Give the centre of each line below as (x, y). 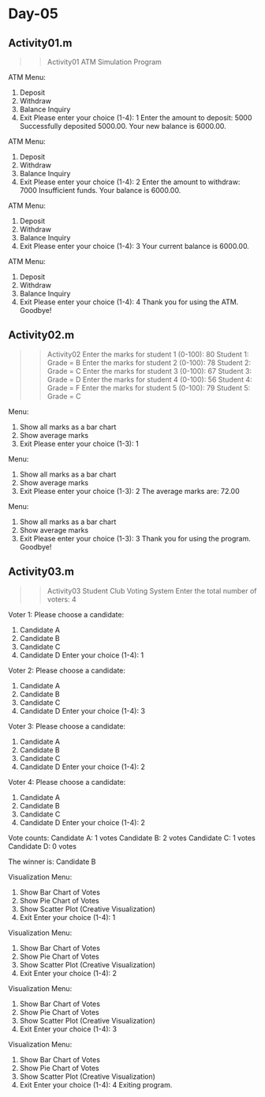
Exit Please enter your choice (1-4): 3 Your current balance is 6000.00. (134, 246)
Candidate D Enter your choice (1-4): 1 (82, 655)
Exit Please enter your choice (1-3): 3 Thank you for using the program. (135, 538)
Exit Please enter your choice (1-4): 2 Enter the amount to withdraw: (130, 182)
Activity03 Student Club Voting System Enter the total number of (152, 590)
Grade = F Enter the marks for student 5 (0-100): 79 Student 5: (149, 387)
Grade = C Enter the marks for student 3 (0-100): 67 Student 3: (149, 371)
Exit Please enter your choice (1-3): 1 (79, 443)
